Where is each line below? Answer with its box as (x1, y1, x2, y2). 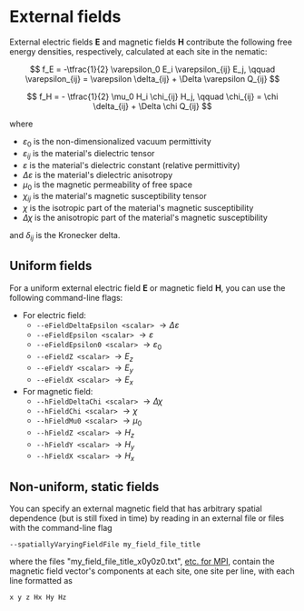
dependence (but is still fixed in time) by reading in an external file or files (9, 512, 284, 524)
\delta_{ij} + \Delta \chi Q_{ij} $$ (93, 100, 212, 111)
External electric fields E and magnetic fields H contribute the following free (9, 36, 293, 47)
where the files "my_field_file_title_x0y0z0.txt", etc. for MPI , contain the (9, 556, 275, 566)
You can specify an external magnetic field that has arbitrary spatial (9, 503, 263, 514)
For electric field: (22, 309, 86, 320)
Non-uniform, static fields (9, 479, 160, 495)
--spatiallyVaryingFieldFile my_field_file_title (9, 539, 201, 549)
